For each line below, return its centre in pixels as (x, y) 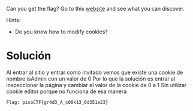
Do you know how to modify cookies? (61, 32)
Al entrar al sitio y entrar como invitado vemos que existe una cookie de (95, 72)
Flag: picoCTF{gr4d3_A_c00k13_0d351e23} (58, 102)
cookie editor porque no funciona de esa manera (67, 91)
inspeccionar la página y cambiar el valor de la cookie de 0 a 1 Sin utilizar (96, 85)
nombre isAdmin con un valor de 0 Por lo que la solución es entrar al (91, 78)
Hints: (13, 20)
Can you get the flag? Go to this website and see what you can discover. (95, 9)
